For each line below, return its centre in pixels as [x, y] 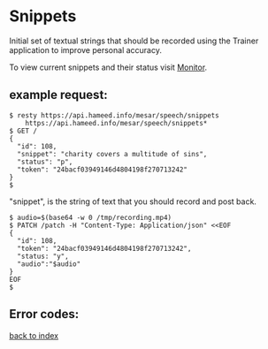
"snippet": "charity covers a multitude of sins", [112, 154]
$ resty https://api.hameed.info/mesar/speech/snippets [114, 115]
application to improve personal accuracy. [85, 49]
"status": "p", [45, 162]
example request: [58, 95]
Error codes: [44, 314]
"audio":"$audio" [49, 264]
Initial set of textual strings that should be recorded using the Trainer [134, 41]
